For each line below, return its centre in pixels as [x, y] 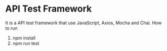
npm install [24, 38]
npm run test [26, 43]
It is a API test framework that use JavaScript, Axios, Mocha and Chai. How [83, 23]
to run [11, 28]
